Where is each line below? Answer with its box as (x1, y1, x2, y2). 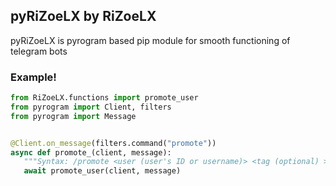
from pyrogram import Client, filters (10, 102, 172, 112)
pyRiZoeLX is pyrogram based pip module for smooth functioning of (10, 34, 291, 46)
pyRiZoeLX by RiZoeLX (10, 8, 157, 25)
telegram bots (10, 45, 68, 57)
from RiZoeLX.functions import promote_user (10, 93, 199, 103)
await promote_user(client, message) (23, 166, 182, 176)
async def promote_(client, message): (10, 147, 172, 158)
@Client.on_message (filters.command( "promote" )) (10, 138, 217, 148)
